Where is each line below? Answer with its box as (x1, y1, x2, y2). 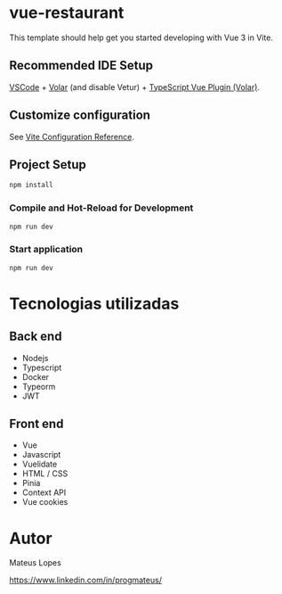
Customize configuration (9, 108, 151, 123)
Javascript (21, 450, 61, 460)
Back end (9, 329, 62, 344)
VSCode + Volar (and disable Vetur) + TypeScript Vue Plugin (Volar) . (9, 81, 261, 92)
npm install (9, 181, 53, 190)
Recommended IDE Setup (9, 58, 154, 73)
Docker (21, 371, 50, 382)
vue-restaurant (9, 3, 125, 23)
